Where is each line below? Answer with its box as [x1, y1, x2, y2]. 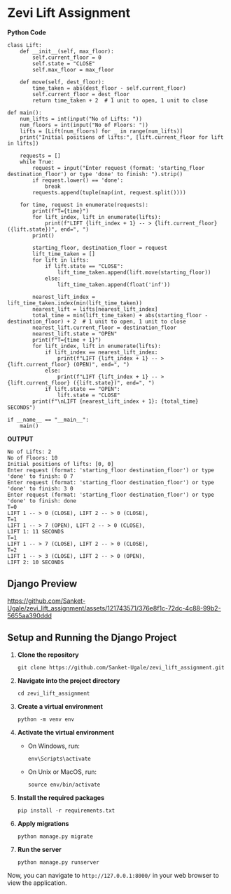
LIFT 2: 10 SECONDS [7, 559, 64, 566]
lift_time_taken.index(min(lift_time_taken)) [7, 300, 142, 307]
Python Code [7, 28, 47, 36]
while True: [20, 158, 55, 166]
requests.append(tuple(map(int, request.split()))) [32, 189, 187, 196]
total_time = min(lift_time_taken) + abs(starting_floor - [32, 312, 209, 319]
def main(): [7, 109, 42, 116]
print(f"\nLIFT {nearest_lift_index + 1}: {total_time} [32, 398, 199, 405]
